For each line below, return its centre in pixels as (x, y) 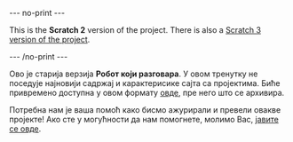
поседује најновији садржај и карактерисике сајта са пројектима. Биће (145, 83)
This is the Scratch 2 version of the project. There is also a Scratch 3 (135, 30)
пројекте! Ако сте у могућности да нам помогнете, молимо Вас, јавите (144, 119)
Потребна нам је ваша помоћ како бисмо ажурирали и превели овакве (145, 110)
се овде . (25, 129)
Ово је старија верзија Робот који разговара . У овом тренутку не (134, 74)
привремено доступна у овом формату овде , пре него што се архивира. (147, 93)
